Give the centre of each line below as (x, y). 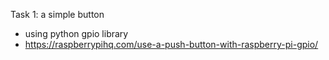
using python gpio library (76, 33)
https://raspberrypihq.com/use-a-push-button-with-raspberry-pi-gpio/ (171, 44)
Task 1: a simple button (57, 14)
